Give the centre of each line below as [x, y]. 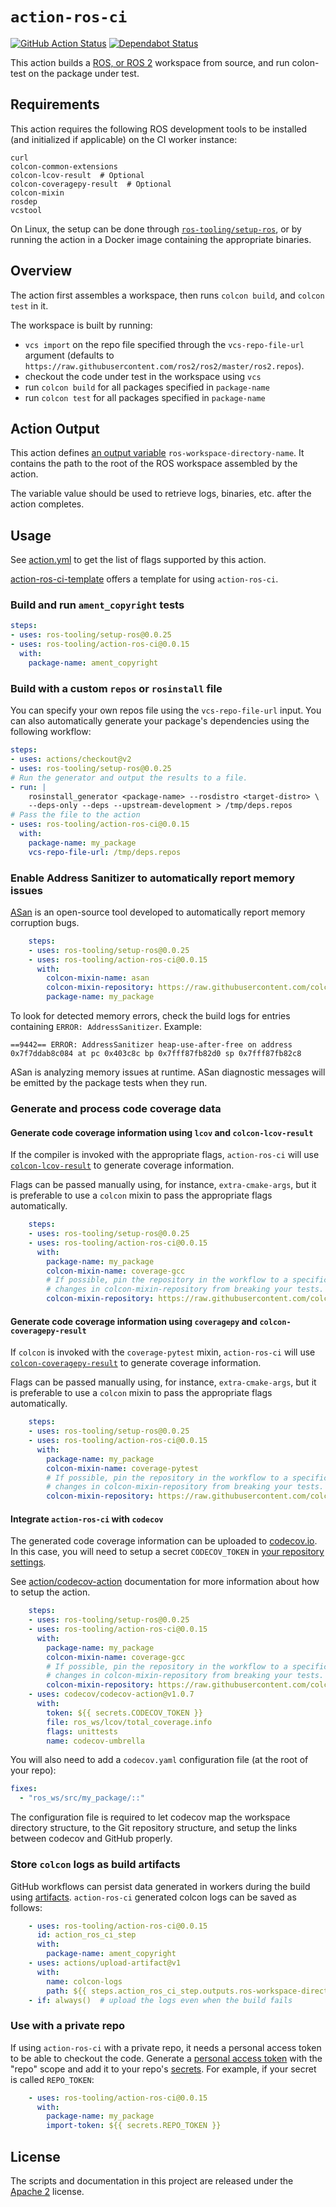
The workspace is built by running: [81, 325]
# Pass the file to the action [75, 815]
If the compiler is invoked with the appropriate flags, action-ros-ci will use [165, 1155]
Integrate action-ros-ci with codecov [87, 1519]
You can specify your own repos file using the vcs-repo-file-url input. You [166, 710]
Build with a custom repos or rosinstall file [116, 688]
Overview [41, 271]
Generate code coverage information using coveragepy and [134, 1321]
